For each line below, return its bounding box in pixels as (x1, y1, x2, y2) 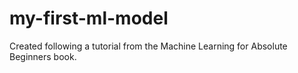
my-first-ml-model (9, 7, 169, 30)
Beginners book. (9, 50, 77, 62)
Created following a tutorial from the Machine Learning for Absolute (9, 40, 288, 52)
